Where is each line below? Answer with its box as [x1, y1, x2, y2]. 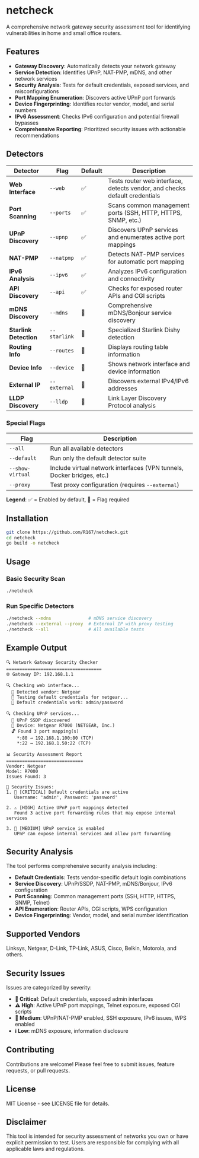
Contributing [6, 1045, 54, 1055]
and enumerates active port [108, 233, 185, 241]
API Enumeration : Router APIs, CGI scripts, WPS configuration [14, 905, 168, 912]
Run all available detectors [50, 444, 123, 453]
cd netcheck [6, 535, 36, 540]
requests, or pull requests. [6, 1067, 70, 1074]
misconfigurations [14, 87, 59, 95]
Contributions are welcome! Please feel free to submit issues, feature [6, 1060, 175, 1068]
